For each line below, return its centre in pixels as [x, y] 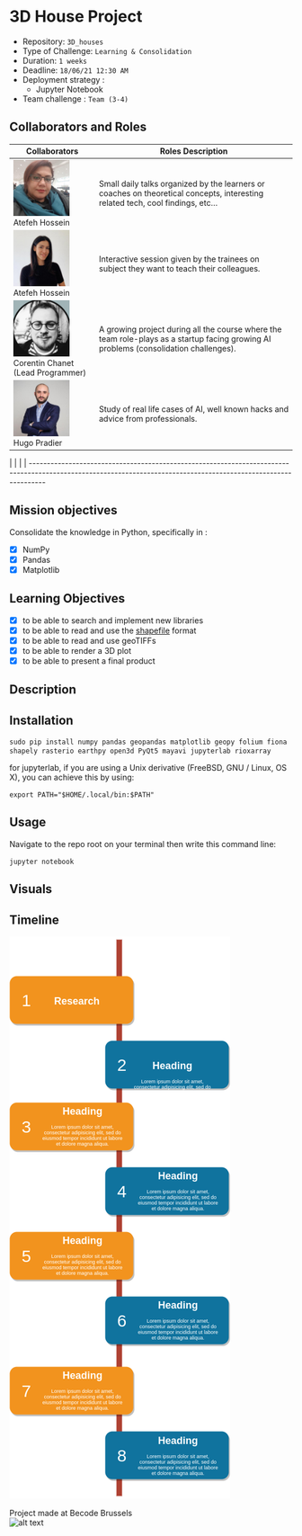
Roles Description [194, 151]
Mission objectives [63, 510]
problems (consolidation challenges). [167, 348]
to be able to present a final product [89, 661]
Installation [41, 720]
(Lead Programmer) [50, 372]
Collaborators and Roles [78, 127]
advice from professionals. [148, 419]
